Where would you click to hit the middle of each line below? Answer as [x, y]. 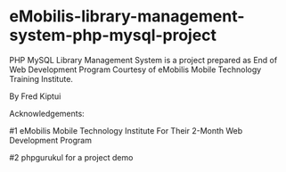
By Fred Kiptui [35, 96]
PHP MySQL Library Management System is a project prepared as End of [143, 60]
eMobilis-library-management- [127, 16]
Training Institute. [41, 78]
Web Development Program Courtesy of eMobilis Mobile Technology [135, 70]
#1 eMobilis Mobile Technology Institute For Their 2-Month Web [126, 130]
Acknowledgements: [47, 113]
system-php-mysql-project [113, 35]
